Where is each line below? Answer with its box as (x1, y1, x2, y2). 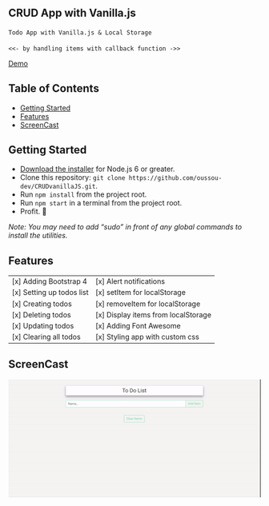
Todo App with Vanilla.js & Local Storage (8, 28, 152, 37)
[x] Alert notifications (94, 277, 166, 286)
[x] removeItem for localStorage (94, 299, 201, 309)
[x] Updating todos (11, 321, 74, 330)
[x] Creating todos (11, 299, 72, 309)
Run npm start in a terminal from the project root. (19, 198, 183, 208)
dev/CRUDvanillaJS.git (19, 183, 96, 191)
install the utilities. (8, 231, 68, 241)
